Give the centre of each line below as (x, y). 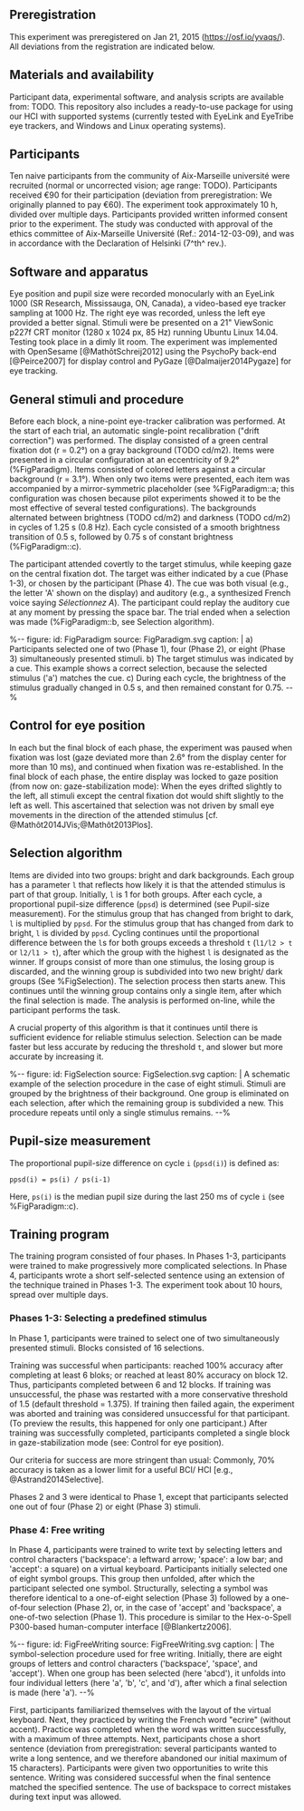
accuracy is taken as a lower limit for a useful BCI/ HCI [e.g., (121, 1469)
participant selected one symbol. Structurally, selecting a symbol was (139, 1588)
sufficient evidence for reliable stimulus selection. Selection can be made (146, 1037)
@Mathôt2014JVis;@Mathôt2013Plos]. (81, 824)
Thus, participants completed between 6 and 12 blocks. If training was (140, 1384)
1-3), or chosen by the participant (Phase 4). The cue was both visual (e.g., (149, 583)
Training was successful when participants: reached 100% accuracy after (146, 1365)
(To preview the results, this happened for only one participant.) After (138, 1423)
